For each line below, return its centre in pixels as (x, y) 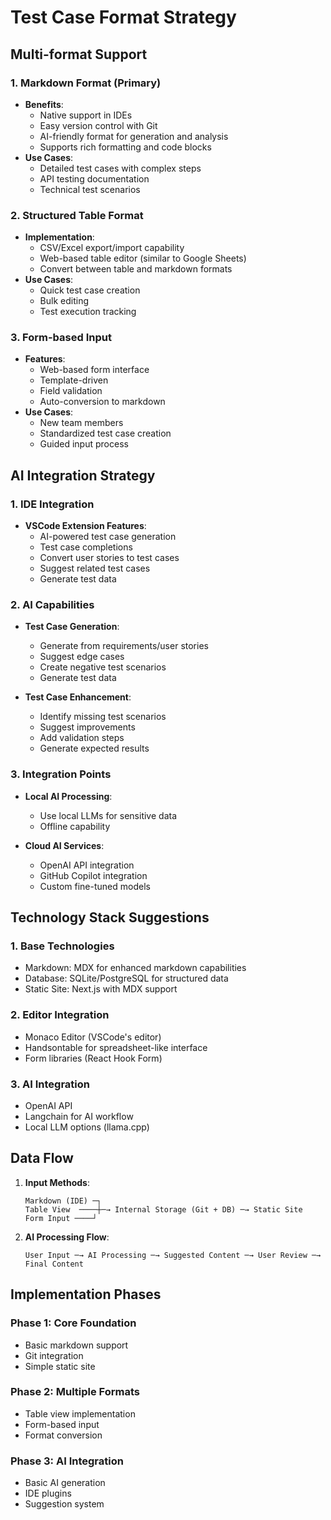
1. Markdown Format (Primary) (86, 83)
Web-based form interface (94, 370)
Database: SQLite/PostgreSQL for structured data (126, 978)
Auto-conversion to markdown (102, 402)
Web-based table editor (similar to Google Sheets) (143, 258)
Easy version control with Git (98, 125)
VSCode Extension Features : (85, 526)
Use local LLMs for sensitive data (108, 815)
